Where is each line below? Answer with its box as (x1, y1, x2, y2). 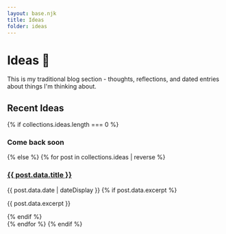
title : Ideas (7, 16, 45, 23)
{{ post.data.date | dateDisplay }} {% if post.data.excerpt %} (7, 186, 177, 194)
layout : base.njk (7, 10, 57, 17)
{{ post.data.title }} (7, 170, 72, 180)
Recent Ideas (7, 102, 64, 114)
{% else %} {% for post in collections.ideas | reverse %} (7, 153, 166, 161)
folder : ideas (7, 23, 48, 30)
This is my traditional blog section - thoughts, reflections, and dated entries (7, 75, 220, 83)
